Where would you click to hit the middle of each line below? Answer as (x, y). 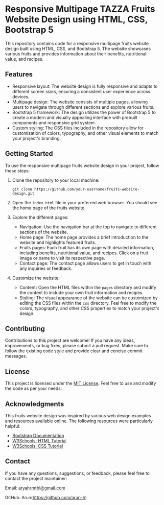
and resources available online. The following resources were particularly (79, 421)
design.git (23, 193)
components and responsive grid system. (54, 122)
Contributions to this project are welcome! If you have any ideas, (70, 340)
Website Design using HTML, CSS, (76, 19)
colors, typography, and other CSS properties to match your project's (89, 308)
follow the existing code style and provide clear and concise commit (74, 351)
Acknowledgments (35, 404)
